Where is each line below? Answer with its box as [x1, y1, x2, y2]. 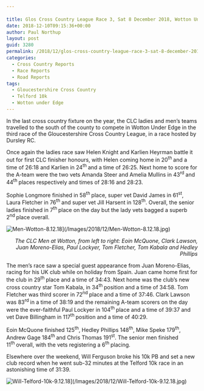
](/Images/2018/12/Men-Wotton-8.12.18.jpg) [62, 225, 171, 233]
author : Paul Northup [6, 29, 61, 35]
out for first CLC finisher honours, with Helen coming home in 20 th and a [6, 155, 188, 163]
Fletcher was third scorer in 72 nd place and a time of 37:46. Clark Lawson [6, 290, 190, 298]
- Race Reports [12, 68, 50, 74]
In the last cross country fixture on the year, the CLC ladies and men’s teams [6, 117, 197, 124]
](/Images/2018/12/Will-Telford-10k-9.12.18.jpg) [70, 378, 187, 385]
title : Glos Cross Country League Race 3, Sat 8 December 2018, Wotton [6, 16, 191, 23]
